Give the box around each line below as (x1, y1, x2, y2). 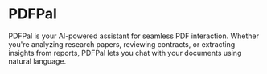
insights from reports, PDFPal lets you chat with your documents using (8, 48, 242, 57)
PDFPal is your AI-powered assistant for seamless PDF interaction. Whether (8, 31, 260, 41)
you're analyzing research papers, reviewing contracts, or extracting (8, 39, 236, 49)
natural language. (8, 56, 67, 66)
